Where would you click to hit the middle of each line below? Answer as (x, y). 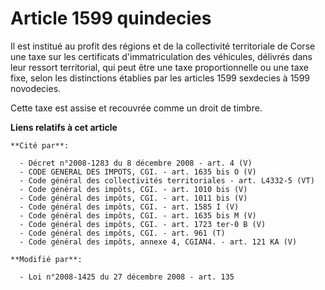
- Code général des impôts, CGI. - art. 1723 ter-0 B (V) (143, 224)
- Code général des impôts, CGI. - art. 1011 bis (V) (133, 198)
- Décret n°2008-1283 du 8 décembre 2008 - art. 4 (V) (136, 163)
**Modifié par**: (46, 259)
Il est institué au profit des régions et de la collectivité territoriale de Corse (163, 46)
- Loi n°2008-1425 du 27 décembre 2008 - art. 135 (127, 277)
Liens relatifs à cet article (64, 127)
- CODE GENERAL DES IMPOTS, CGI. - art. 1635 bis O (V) (138, 172)
